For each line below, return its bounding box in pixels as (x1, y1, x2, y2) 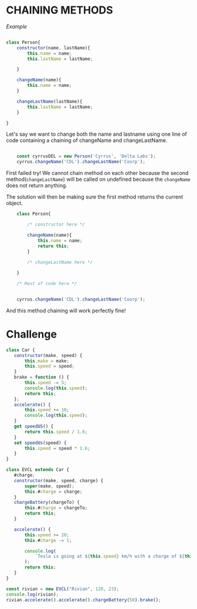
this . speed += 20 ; (24, 532, 69, 538)
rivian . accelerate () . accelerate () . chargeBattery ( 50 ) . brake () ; (6, 597, 161, 603)
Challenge (6, 328, 57, 341)
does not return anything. (6, 182, 67, 189)
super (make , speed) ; (24, 483, 75, 489)
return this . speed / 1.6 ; (24, 429, 88, 435)
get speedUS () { (13, 423, 54, 429)
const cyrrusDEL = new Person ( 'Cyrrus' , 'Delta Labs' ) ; (16, 153, 157, 159)
